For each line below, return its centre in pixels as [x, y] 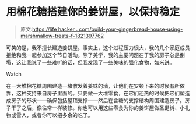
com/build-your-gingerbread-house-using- [131, 29]
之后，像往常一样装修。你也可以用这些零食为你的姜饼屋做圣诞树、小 [103, 108]
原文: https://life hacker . [49, 29]
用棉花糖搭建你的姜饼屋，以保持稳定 [93, 12]
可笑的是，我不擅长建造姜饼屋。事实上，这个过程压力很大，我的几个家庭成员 [98, 48]
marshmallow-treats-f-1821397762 [62, 36]
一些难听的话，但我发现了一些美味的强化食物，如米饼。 [108, 62]
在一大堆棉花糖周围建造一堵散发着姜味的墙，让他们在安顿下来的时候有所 [93, 86]
